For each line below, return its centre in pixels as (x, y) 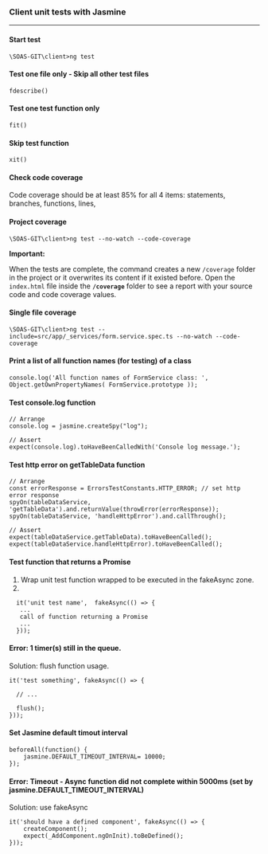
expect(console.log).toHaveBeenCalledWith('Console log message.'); (125, 447)
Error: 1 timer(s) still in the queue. (65, 648)
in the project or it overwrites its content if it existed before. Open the (122, 277)
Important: (27, 253)
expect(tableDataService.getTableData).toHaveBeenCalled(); (111, 537)
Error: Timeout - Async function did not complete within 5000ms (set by (131, 781)
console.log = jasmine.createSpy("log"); (79, 426)
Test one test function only (54, 108)
